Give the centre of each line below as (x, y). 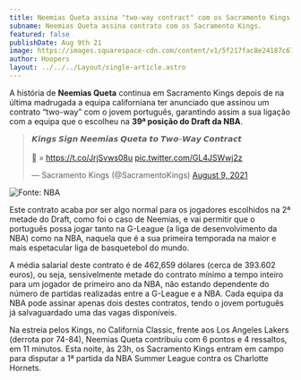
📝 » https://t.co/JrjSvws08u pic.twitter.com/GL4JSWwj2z (137, 157)
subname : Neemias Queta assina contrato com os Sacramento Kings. (136, 26)
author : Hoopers (39, 59)
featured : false (39, 34)
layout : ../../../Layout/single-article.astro (98, 68)
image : (21, 51)
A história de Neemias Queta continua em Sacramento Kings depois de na (147, 93)
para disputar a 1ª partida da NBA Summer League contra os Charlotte (139, 358)
